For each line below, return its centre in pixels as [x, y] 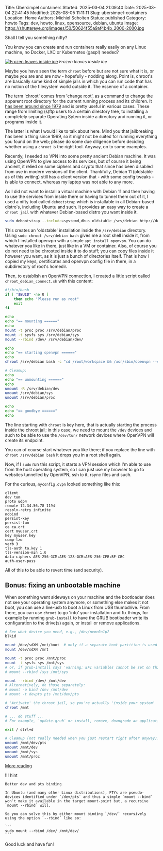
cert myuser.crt [21, 531]
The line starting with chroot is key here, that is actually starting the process [81, 425]
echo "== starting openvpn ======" [41, 353]
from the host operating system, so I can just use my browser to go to [75, 469]
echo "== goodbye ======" [31, 411]
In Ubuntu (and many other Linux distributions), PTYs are [66, 793]
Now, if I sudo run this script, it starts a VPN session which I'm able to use [78, 464]
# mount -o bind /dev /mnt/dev [37, 690]
